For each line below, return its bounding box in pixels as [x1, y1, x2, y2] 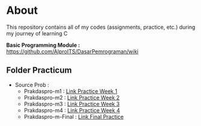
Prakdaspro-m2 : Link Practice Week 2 [23, 94, 120, 101]
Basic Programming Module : [6, 41, 80, 49]
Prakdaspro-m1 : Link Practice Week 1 [23, 88, 117, 95]
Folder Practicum [6, 65, 72, 76]
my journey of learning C [6, 29, 68, 37]
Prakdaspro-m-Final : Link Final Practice [23, 113, 124, 120]
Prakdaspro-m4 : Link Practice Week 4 [23, 106, 120, 114]
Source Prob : [14, 81, 49, 88]
